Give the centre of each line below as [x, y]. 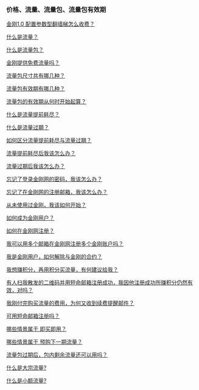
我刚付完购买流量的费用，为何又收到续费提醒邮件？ [70, 303]
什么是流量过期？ [28, 127]
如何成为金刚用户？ [30, 218]
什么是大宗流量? [26, 368]
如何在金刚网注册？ [30, 231]
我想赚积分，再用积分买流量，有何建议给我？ [62, 270]
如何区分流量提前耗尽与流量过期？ [49, 141]
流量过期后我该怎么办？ [36, 166]
